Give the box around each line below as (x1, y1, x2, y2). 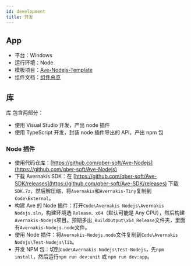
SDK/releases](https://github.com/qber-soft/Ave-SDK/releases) (14, 180, 167, 187)
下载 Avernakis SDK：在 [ (14, 173, 76, 180)
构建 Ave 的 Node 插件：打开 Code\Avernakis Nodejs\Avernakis (14, 202, 164, 209)
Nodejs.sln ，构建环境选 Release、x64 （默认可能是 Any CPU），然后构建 (14, 209, 185, 216)
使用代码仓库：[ (14, 159, 52, 167)
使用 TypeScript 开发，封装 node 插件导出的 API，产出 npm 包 (14, 129, 164, 136)
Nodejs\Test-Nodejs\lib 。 (14, 239, 77, 246)
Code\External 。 (14, 195, 54, 202)
